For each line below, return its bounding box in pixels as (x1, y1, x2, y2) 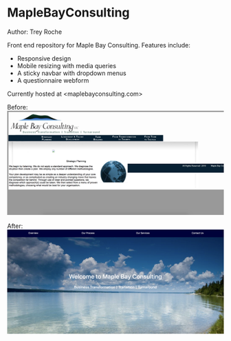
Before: (7, 103, 28, 111)
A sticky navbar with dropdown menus (16, 69, 126, 77)
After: (7, 222, 23, 230)
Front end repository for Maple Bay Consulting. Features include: (7, 41, 190, 49)
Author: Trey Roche (7, 28, 63, 36)
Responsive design (16, 54, 71, 63)
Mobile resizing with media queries (16, 61, 117, 70)
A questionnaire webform (16, 76, 89, 84)
